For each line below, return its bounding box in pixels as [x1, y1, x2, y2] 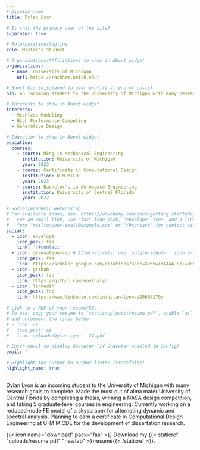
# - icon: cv [6, 321, 39, 327]
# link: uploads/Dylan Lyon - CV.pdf [6, 333, 105, 339]
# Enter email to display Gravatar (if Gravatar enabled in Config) [6, 343, 180, 349]
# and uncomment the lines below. [6, 316, 92, 322]
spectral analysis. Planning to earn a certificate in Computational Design [6, 413, 183, 420]
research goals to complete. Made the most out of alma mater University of [6, 387, 190, 395]
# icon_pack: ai [6, 327, 52, 333]
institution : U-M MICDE [21, 173, 82, 179]
